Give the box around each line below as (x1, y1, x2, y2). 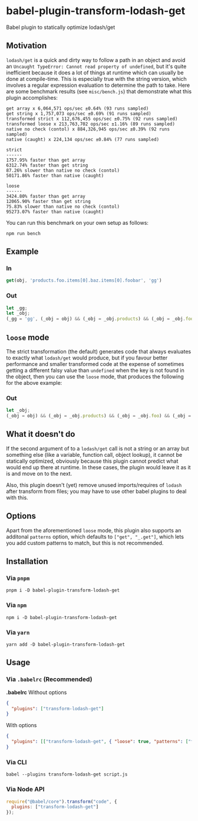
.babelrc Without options (6, 689, 67, 696)
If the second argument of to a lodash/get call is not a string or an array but (6, 444, 190, 452)
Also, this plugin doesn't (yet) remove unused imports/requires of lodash (6, 481, 182, 488)
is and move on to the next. (6, 470, 72, 477)
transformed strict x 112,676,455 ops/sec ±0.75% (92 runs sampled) (6, 116, 178, 122)
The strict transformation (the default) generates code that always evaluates (6, 348, 192, 355)
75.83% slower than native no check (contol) (6, 204, 120, 210)
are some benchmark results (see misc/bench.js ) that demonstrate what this (6, 87, 192, 95)
